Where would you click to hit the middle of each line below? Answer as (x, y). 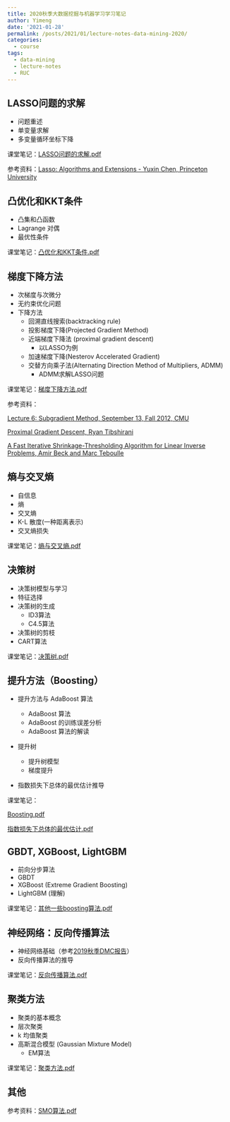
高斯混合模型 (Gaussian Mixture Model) (74, 1044)
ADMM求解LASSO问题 (71, 374)
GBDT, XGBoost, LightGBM (67, 851)
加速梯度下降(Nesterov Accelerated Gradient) (94, 356)
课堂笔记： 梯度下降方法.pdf (47, 389)
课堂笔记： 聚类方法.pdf (41, 1068)
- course (26, 47)
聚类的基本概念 (39, 1018)
